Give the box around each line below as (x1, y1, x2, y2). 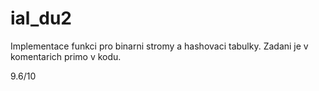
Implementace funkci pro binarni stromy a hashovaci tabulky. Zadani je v (10, 40, 309, 52)
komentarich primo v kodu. (10, 50, 122, 62)
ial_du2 (10, 7, 72, 30)
